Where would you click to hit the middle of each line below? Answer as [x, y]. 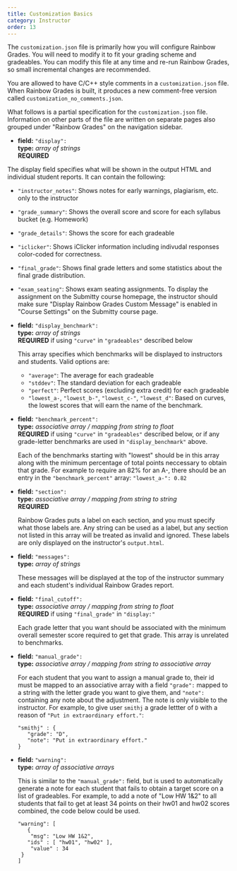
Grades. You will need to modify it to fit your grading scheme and [102, 54]
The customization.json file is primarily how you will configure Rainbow [112, 47]
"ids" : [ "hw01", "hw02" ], [70, 843]
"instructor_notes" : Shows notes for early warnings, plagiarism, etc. [118, 191]
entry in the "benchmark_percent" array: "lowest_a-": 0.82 [102, 478]
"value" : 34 [50, 849]
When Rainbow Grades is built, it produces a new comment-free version [112, 91]
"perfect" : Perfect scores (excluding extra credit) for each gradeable [128, 390]
